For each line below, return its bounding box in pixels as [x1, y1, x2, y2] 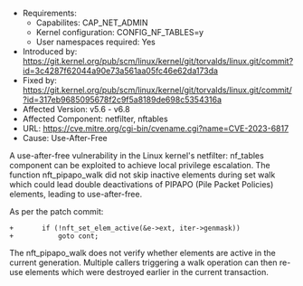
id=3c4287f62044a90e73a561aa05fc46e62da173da [22, 65, 219, 76]
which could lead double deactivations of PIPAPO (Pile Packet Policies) [9, 179, 274, 189]
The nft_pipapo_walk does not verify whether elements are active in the [9, 248, 276, 258]
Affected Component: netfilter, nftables [22, 113, 169, 124]
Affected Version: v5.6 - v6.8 [22, 104, 130, 114]
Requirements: [22, 8, 77, 18]
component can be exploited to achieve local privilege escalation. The [9, 160, 270, 170]
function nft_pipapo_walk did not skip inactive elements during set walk [9, 169, 276, 180]
